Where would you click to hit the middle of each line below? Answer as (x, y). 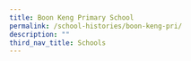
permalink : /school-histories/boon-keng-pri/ (95, 26)
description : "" (39, 34)
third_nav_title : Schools (57, 43)
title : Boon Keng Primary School (72, 17)
